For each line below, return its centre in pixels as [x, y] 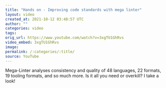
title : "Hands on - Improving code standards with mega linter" [73, 10]
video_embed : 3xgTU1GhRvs [32, 42]
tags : [11, 33]
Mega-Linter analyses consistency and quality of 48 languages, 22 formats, [83, 70]
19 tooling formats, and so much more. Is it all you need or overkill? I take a [82, 76]
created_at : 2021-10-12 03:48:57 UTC [44, 19]
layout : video [20, 14]
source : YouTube [22, 56]
